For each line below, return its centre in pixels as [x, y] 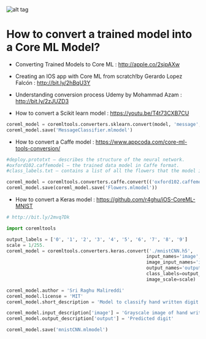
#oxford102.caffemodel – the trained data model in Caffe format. [93, 165]
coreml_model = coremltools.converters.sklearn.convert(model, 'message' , [104, 124]
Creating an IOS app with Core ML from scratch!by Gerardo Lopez [99, 76]
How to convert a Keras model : [55, 200]
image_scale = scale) [171, 279]
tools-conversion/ [38, 148]
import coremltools [31, 228]
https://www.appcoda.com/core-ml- [141, 142]
